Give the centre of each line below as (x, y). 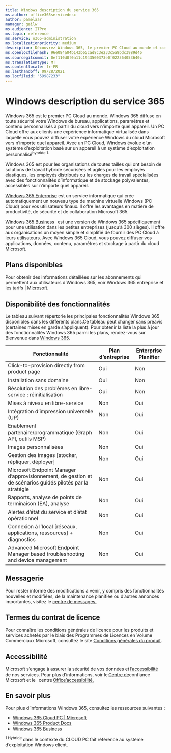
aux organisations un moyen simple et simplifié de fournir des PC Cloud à (82, 233)
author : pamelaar (24, 19)
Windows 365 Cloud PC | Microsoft (50, 718)
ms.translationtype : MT (31, 62)
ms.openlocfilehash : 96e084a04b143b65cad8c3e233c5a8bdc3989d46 (74, 52)
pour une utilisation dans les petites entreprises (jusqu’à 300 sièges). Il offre (85, 227)
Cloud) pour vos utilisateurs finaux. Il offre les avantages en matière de (80, 206)
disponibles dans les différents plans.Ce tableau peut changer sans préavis (84, 322)
